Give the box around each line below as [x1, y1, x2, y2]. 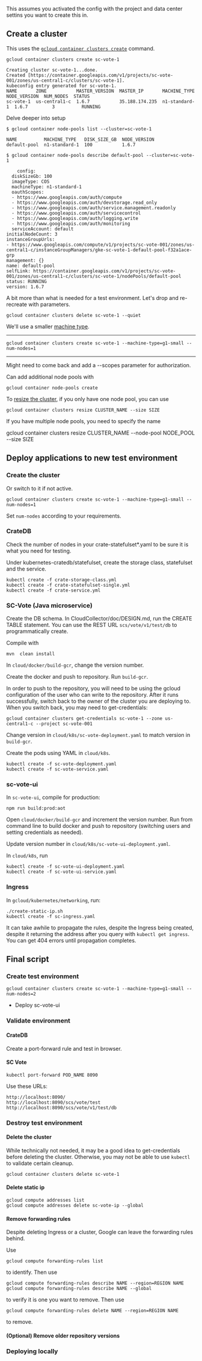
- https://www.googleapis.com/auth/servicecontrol [11, 210, 141, 216]
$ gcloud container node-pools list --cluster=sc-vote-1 [6, 126, 152, 132]
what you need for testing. [6, 547, 72, 554]
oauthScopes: [11, 189, 44, 195]
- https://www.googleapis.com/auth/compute [11, 194, 122, 200]
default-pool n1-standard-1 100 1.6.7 [6, 141, 136, 148]
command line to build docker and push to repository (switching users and [6, 822, 191, 830]
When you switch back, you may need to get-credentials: [6, 704, 148, 711]
